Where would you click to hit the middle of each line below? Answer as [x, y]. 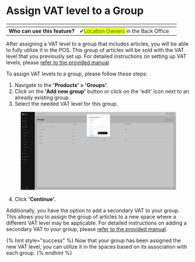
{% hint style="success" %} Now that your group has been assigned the [94, 240]
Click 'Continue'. [35, 199]
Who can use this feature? [42, 31]
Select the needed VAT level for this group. [66, 104]
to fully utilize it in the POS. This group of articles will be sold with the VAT [95, 50]
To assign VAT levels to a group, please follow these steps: [77, 74]
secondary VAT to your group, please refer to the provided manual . [87, 229]
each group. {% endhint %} [39, 253]
